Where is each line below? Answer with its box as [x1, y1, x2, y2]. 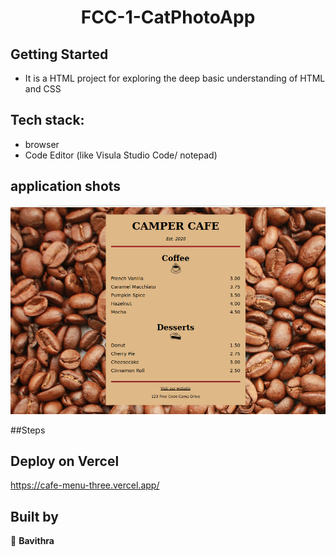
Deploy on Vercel [10, 452, 120, 470]
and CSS [24, 83, 62, 95]
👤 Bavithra [10, 535, 55, 547]
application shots [10, 178, 122, 195]
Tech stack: [10, 112, 85, 129]
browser [24, 138, 60, 150]
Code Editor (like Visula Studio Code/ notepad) [24, 149, 218, 161]
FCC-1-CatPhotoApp [80, 6, 256, 29]
